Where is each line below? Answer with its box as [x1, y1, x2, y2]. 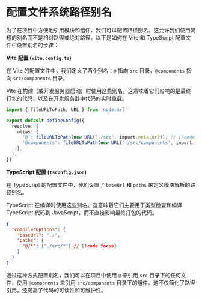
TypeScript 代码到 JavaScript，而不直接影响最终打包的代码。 [6, 208, 158, 216]
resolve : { [11, 123, 39, 129]
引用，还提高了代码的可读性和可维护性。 [6, 286, 106, 294]
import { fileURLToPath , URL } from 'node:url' [6, 106, 128, 113]
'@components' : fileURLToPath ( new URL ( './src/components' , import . [22, 140, 195, 146]
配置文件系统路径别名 [6, 5, 112, 19]
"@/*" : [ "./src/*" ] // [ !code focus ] [22, 243, 117, 249]
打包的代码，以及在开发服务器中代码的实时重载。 [6, 94, 127, 102]
